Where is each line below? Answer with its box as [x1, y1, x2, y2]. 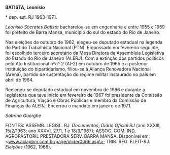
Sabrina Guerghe [5, 112, 42, 119]
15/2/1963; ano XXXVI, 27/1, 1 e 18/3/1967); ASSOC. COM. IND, [5, 128, 136, 134]
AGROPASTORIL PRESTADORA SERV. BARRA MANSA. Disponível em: [5, 133, 150, 139]
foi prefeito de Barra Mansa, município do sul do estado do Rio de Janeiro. [5, 29, 161, 35]
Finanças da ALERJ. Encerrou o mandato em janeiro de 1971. [5, 103, 132, 108]
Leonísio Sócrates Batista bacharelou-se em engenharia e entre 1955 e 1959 [5, 24, 165, 30]
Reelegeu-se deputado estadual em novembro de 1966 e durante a [5, 87, 146, 93]
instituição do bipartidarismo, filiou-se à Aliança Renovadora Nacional [5, 66, 151, 72]
